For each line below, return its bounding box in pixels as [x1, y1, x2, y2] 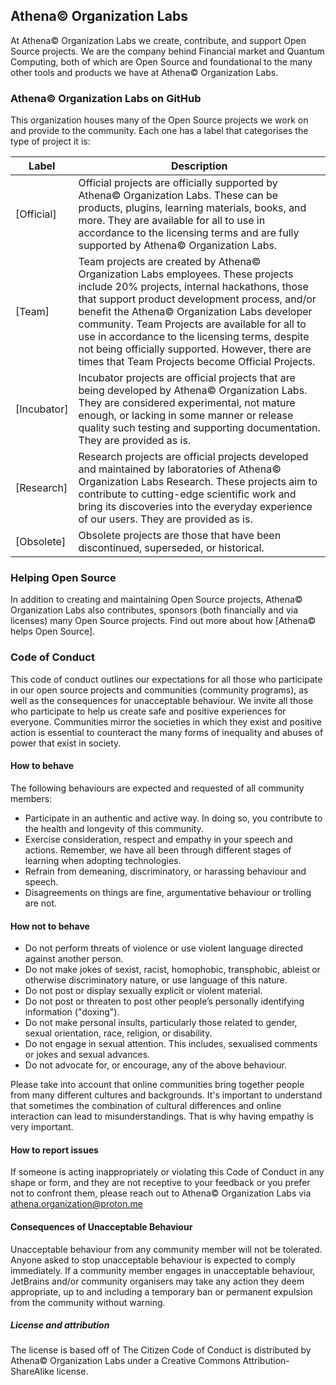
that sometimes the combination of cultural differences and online [10, 1100, 282, 1112]
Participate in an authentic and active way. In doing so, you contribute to [24, 812, 323, 824]
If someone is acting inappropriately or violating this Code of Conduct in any [10, 1166, 325, 1178]
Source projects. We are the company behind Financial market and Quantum [10, 45, 325, 57]
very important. [10, 1121, 74, 1133]
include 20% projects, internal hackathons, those [78, 280, 309, 294]
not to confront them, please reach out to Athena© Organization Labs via [10, 1187, 312, 1199]
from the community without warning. [10, 1296, 166, 1308]
